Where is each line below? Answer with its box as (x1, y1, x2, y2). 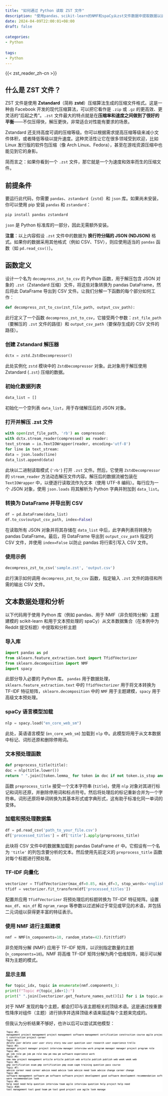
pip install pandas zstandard (5, 212, 68, 217)
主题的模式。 (13, 957, 40, 963)
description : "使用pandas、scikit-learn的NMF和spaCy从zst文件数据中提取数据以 (5, 13, 161, 19)
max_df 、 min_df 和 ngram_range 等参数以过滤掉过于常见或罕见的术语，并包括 (5, 902, 161, 909)
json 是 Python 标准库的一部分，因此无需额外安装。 (5, 222, 111, 228)
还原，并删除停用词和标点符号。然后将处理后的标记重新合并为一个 (22, 789, 158, 795)
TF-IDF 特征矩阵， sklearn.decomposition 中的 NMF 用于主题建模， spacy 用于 (5, 688, 161, 694)
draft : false (5, 24, 32, 29)
